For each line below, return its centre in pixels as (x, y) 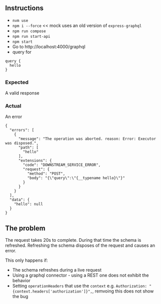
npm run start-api (31, 36)
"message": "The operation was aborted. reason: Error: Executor (87, 139)
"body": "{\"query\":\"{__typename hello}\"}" (76, 178)
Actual (13, 106)
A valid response (22, 93)
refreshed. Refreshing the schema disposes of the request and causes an (80, 245)
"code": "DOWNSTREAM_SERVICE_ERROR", (62, 165)
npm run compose (29, 31)
